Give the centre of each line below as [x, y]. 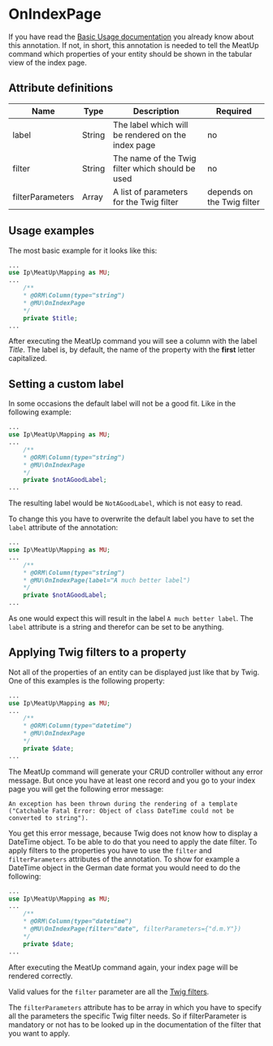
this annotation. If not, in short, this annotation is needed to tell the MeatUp [134, 45]
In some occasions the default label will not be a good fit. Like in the [122, 404]
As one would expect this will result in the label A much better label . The [131, 618]
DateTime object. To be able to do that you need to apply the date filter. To [133, 841]
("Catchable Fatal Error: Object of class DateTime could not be [121, 811]
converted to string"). [49, 818]
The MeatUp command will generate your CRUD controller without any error [136, 771]
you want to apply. [39, 1033]
